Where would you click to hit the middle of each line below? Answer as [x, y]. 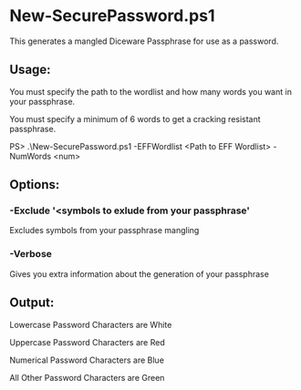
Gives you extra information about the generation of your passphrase [139, 273]
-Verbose [31, 254]
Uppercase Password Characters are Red [88, 342]
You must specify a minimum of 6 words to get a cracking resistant [135, 118]
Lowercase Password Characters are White [91, 324]
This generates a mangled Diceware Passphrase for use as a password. [144, 41]
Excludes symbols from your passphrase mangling [104, 231]
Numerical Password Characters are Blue [87, 360]
